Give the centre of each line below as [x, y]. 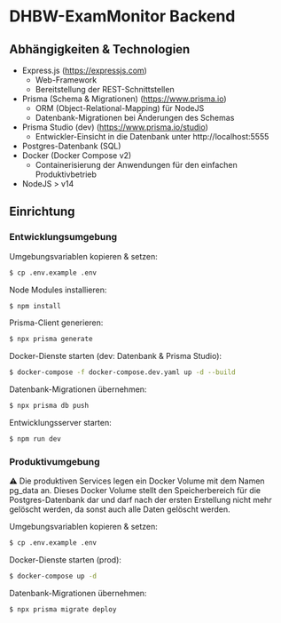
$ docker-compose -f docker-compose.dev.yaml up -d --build [123, 372]
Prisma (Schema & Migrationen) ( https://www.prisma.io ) [125, 99]
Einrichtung [42, 212]
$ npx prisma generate [51, 339]
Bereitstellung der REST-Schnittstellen [105, 89]
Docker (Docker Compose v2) [77, 156]
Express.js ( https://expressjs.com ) [85, 70]
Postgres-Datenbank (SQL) [71, 146]
